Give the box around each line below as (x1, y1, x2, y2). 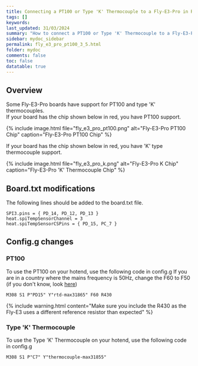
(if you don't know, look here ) (6, 281, 78, 288)
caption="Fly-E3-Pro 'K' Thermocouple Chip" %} (6, 166, 126, 174)
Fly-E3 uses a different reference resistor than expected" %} (6, 308, 153, 315)
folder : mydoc (6, 47, 41, 53)
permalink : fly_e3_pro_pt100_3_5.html (6, 42, 101, 48)
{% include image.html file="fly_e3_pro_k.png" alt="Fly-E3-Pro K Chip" (6, 160, 179, 167)
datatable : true (6, 63, 46, 70)
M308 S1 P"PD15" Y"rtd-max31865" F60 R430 (6, 292, 112, 298)
